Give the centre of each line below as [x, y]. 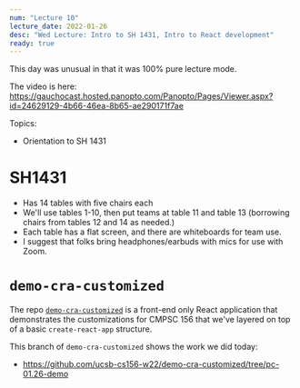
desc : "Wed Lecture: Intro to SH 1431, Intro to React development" [142, 35]
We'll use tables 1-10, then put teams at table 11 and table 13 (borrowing [156, 213]
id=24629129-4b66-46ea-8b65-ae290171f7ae [97, 106]
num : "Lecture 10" [44, 18]
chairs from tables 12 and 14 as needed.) [99, 223]
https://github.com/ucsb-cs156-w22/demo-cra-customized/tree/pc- [151, 364]
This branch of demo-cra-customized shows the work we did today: [134, 347]
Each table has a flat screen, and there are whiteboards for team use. [152, 232]
